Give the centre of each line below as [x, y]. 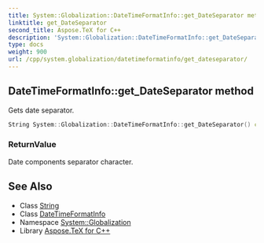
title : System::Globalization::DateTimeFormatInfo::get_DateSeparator [126, 15]
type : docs [26, 45]
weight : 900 [27, 52]
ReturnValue [32, 145]
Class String [39, 205]
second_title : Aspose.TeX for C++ [65, 30]
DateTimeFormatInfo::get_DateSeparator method [131, 91]
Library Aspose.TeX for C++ [65, 230]
